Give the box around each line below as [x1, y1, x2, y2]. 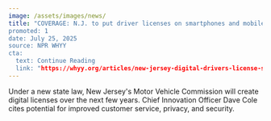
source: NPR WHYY [8, 42, 67, 50]
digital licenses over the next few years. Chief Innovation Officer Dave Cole [8, 94, 258, 105]
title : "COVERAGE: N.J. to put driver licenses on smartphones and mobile [8, 19, 265, 27]
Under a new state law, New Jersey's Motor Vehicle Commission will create [8, 86, 260, 96]
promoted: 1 [8, 27, 48, 35]
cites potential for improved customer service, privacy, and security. [8, 103, 236, 113]
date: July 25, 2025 [8, 34, 78, 43]
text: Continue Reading [15, 57, 95, 65]
